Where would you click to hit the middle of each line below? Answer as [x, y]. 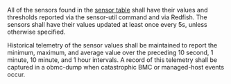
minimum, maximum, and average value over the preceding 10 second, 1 [110, 52]
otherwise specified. [36, 32]
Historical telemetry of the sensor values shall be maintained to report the [112, 45]
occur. [16, 74]
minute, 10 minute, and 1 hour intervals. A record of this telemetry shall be [112, 60]
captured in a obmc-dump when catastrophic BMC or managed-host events [115, 67]
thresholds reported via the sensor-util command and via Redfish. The [108, 17]
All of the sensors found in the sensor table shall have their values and [108, 10]
